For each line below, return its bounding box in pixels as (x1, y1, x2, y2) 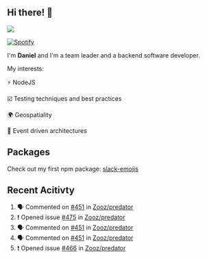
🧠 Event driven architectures (7, 126, 88, 134)
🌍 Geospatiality (7, 110, 53, 119)
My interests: (7, 64, 45, 73)
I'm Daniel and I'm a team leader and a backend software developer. (7, 51, 201, 59)
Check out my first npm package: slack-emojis (7, 164, 139, 173)
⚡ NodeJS (7, 78, 36, 86)
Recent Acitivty (7, 184, 75, 196)
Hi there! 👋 (7, 7, 53, 18)
